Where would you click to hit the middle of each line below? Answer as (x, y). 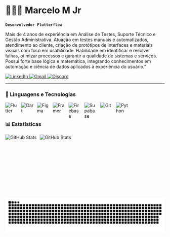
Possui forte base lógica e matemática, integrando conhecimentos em (78, 61)
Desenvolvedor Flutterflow (34, 25)
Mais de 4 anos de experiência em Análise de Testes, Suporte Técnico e (80, 34)
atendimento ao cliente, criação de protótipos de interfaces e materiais (79, 45)
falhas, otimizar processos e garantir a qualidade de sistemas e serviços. (81, 56)
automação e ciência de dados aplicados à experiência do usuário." (76, 66)
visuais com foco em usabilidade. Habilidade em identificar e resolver (78, 50)
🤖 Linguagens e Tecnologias (40, 94)
